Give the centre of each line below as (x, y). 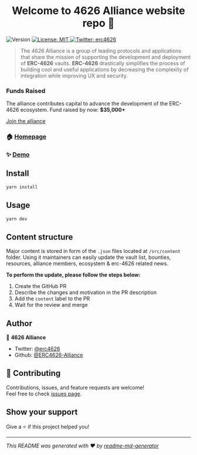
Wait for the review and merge (51, 305)
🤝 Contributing (33, 373)
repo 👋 (98, 23)
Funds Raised (26, 91)
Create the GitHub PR (40, 286)
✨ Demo (18, 155)
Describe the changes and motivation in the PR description (86, 292)
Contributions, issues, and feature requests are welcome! (75, 387)
